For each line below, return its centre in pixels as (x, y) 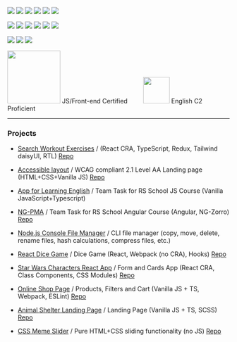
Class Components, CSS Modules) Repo (76, 275)
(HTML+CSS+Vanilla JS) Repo (61, 177)
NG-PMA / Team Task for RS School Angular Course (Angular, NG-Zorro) (123, 212)
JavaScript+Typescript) (51, 198)
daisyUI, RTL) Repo (45, 156)
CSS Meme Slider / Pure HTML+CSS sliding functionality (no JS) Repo (119, 331)
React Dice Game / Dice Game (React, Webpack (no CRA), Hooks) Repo (122, 254)
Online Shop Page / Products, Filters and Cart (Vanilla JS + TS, (108, 289)
